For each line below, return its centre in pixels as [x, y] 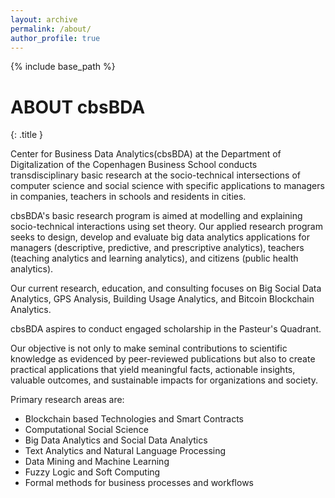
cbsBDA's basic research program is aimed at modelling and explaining [156, 216]
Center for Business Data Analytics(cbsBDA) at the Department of [146, 154]
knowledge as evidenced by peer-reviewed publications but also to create [163, 359]
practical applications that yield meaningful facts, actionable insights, [153, 370]
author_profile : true [55, 38]
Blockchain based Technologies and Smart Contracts [134, 419]
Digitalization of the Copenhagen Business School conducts [134, 165]
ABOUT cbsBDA [78, 107]
